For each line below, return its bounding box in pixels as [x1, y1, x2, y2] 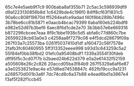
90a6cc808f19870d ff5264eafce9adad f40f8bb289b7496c [5, 15, 125, 20]
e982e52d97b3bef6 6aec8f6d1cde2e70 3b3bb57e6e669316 [5, 25, 128, 31]
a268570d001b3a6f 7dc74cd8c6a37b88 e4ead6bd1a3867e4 [5, 71, 129, 77]
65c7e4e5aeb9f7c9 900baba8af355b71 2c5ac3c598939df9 [5, 4, 127, 10]
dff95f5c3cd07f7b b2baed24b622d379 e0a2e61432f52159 [5, 56, 125, 61]
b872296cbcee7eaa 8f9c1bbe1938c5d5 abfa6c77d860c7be [5, 30, 126, 35]
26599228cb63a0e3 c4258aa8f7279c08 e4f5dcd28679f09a [5, 35, 129, 41]
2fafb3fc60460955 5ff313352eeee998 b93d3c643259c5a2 [5, 46, 127, 51]
